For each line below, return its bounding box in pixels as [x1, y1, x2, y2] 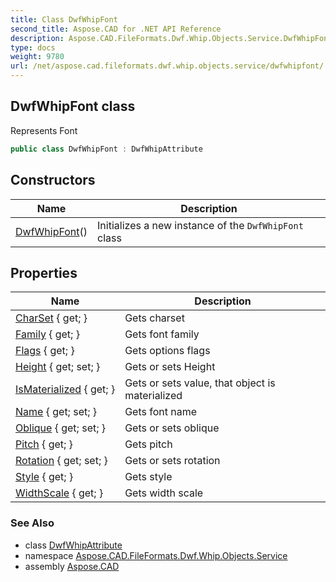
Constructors [10, 172, 96, 189]
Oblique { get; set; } [15, 421, 107, 435]
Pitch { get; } [15, 437, 73, 451]
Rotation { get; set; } [15, 454, 108, 468]
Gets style [124, 470, 173, 484]
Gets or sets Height [124, 360, 216, 374]
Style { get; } [15, 470, 74, 484]
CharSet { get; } [15, 311, 88, 325]
